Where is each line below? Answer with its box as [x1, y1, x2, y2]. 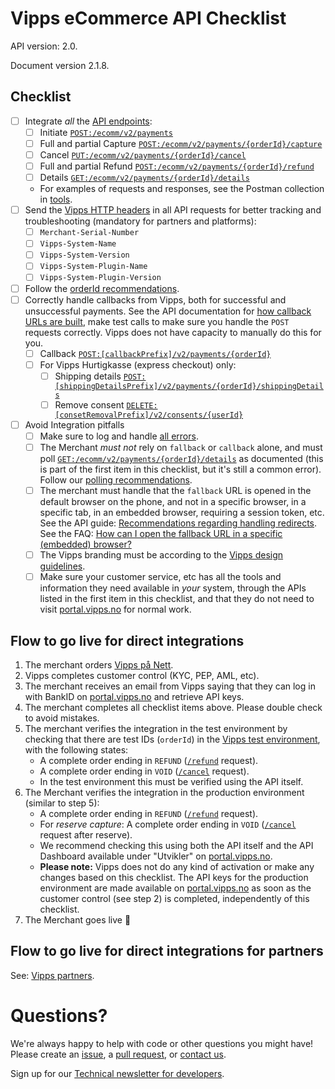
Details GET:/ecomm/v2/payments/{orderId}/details [39, 172, 250, 184]
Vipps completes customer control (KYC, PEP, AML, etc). [24, 670, 260, 682]
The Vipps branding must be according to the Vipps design [39, 549, 284, 561]
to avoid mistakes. [24, 712, 100, 724]
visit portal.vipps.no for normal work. [39, 603, 192, 616]
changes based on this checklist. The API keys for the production [39, 872, 309, 884]
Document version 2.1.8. [10, 59, 110, 71]
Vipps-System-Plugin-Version [39, 273, 162, 283]
